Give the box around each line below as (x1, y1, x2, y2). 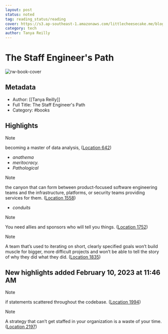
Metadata (5, 83, 36, 91)
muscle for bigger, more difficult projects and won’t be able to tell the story (5, 248, 159, 254)
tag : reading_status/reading (5, 16, 66, 21)
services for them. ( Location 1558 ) (5, 194, 76, 200)
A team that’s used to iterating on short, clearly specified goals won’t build (5, 243, 158, 249)
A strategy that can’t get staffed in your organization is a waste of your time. (5, 318, 162, 324)
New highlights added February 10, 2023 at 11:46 (5, 268, 161, 276)
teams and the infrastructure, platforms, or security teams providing (5, 189, 145, 195)
